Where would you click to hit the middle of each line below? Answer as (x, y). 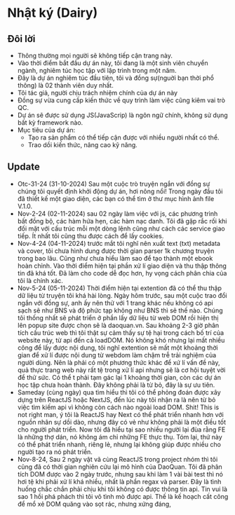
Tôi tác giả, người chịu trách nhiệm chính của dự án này (97, 93)
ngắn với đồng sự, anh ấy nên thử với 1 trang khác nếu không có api (115, 303)
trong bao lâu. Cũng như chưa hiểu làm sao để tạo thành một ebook (115, 258)
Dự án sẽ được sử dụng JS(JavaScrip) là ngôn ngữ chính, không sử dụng (122, 115)
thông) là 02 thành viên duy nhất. (65, 85)
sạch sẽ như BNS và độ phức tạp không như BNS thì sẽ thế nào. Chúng (120, 310)
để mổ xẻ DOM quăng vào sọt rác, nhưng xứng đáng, (94, 504)
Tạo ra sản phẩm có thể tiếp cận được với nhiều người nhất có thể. (123, 137)
